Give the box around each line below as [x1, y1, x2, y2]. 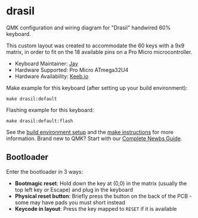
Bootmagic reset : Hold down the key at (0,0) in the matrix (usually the [14, 180, 187, 187]
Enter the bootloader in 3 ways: [6, 168, 83, 175]
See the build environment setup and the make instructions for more [6, 128, 174, 135]
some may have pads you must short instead [14, 199, 125, 206]
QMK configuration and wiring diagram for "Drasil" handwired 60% [6, 24, 171, 31]
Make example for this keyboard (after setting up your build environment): [6, 84, 188, 91]
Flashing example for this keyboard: [6, 106, 94, 113]
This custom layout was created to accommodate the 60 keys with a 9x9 [6, 42, 185, 49]
